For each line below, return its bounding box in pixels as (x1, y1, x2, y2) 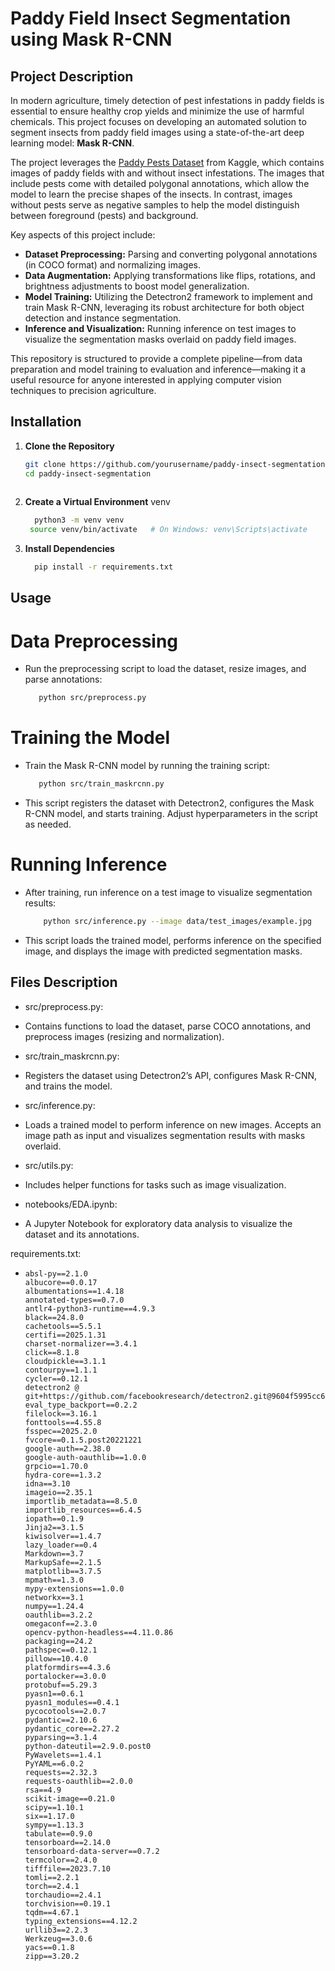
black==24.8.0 (24, 1312, 84, 1322)
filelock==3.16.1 (24, 1408, 98, 1419)
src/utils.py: (24, 1159, 74, 1171)
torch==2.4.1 (24, 1881, 80, 1891)
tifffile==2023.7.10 (24, 1863, 111, 1874)
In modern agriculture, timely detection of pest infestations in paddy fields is (10, 95, 325, 106)
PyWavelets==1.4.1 (24, 1750, 102, 1760)
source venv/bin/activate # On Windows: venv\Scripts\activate (29, 525, 308, 535)
